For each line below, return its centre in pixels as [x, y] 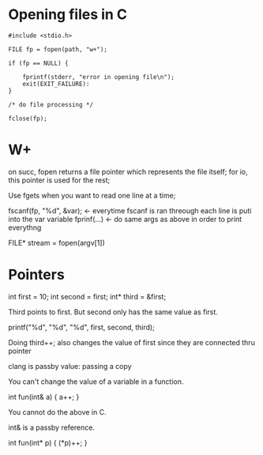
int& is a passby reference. [51, 427]
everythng [25, 227]
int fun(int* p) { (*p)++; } [48, 442]
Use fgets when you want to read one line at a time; [92, 195]
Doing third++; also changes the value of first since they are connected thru [131, 342]
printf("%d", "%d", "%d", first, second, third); [82, 327]
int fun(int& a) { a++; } [44, 397]
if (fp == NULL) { [38, 63]
